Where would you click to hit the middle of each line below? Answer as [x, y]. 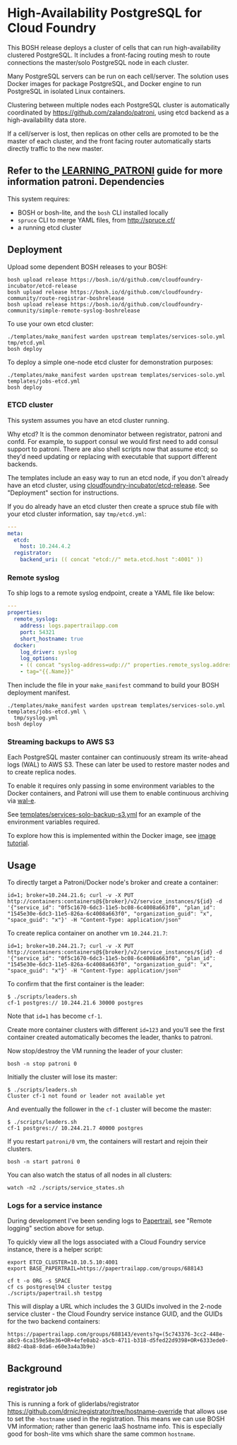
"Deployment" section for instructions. [63, 493]
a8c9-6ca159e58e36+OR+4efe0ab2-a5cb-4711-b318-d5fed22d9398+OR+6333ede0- [118, 1341]
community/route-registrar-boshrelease [66, 298]
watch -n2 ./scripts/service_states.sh [66, 1188]
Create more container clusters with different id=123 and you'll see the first [116, 1030]
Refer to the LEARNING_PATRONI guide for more [115, 171]
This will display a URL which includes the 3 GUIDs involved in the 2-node [115, 1307]
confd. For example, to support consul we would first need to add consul [113, 441]
